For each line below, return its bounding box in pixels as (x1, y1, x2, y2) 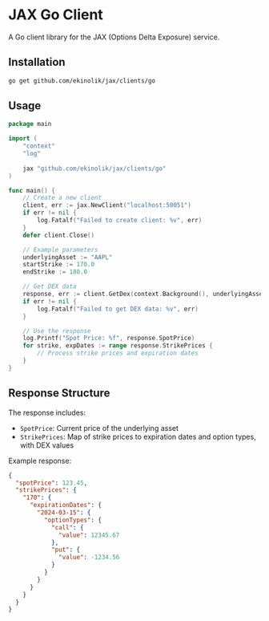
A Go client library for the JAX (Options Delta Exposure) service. (8, 32, 220, 42)
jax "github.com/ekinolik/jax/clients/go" (22, 164, 167, 172)
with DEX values (19, 440, 74, 450)
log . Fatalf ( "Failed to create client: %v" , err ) (37, 217, 203, 225)
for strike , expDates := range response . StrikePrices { (22, 342, 214, 350)
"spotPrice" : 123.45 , (15, 479, 88, 487)
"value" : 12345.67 (58, 531, 120, 539)
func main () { (8, 186, 56, 194)
